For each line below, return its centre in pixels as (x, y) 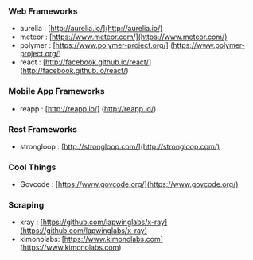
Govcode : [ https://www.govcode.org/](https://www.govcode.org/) (129, 184)
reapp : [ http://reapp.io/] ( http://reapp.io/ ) (88, 108)
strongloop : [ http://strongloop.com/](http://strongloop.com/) (120, 146)
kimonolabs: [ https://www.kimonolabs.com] (91, 239)
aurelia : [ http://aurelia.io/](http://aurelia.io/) (91, 29)
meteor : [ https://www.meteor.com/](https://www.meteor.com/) (123, 37)
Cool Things (32, 167)
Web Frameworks (43, 11)
